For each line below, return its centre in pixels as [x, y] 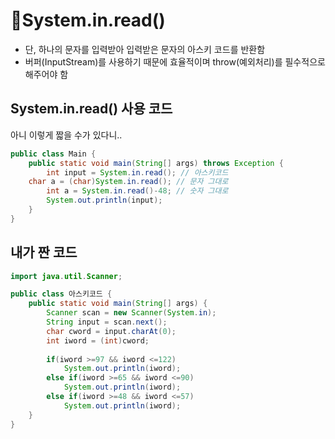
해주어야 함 [46, 74]
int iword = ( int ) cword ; [98, 340]
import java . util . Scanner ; [66, 276]
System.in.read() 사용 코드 [91, 109]
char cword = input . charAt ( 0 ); [111, 331]
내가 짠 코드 [44, 252]
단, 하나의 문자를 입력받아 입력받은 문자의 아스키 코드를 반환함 [145, 49]
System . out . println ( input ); [104, 200]
